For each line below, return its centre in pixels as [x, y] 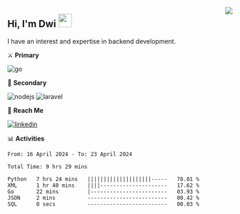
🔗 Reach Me [26, 110]
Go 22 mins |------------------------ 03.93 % [104, 192]
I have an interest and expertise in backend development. [92, 41]
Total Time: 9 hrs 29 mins [47, 167]
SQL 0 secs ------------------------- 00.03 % [104, 204]
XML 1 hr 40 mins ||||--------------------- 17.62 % [104, 185]
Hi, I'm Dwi [32, 24]
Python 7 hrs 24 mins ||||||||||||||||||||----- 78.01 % [104, 179]
